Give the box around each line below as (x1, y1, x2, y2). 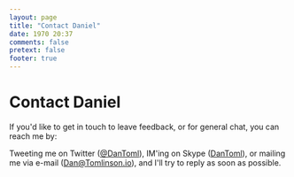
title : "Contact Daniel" (9, 21, 101, 30)
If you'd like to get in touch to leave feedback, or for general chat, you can (9, 121, 280, 132)
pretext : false (9, 46, 66, 55)
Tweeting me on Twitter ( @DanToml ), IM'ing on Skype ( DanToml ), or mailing (9, 148, 286, 158)
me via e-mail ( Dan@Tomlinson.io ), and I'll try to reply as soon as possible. (9, 157, 282, 168)
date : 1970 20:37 (9, 29, 73, 38)
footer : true (9, 54, 58, 63)
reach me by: (9, 130, 58, 142)
